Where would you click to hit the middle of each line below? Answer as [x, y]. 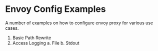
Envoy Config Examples [55, 9]
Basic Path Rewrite [32, 38]
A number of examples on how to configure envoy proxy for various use [79, 23]
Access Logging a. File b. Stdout [46, 43]
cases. [12, 28]
